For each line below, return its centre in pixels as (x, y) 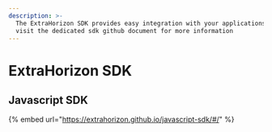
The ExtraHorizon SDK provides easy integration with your (117, 23)
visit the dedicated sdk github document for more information (124, 31)
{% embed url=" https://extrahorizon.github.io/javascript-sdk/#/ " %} (121, 120)
